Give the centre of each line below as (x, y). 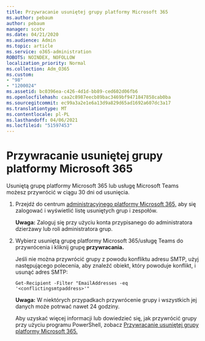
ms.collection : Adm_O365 (38, 69)
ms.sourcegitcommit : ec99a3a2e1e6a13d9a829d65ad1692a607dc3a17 (89, 103)
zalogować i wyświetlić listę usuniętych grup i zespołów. (86, 211)
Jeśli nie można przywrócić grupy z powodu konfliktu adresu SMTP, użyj (107, 259)
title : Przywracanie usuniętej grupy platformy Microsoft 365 (87, 12)
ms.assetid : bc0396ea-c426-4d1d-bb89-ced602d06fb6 (72, 92)
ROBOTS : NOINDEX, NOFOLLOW (41, 57)
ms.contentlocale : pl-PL (38, 114)
